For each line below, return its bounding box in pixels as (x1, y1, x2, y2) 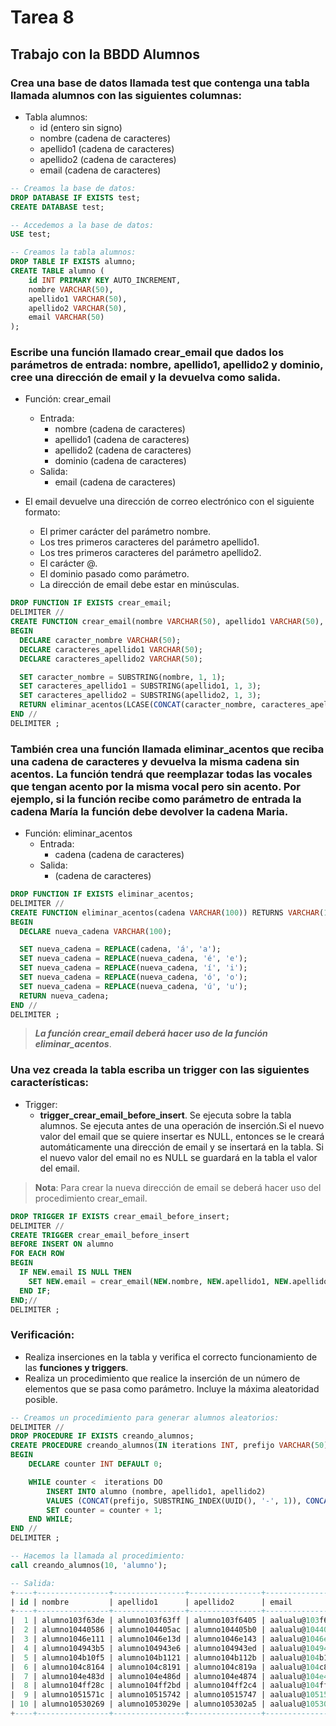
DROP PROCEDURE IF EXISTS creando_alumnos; (10, 1431, 195, 1441)
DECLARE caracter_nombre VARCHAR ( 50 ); (19, 635, 182, 645)
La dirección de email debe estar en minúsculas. (39, 579, 240, 591)
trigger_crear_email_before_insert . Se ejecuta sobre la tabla (39, 1109, 292, 1121)
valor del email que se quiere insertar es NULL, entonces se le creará (39, 1130, 325, 1142)
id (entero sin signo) (39, 121, 123, 133)
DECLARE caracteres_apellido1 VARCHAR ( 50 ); (19, 644, 203, 655)
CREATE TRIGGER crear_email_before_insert (10, 1230, 190, 1240)
